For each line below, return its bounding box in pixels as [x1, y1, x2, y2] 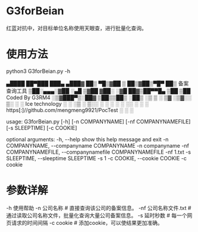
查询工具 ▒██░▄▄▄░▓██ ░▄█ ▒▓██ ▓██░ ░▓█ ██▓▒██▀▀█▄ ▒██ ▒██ [6, 87, 191, 94]
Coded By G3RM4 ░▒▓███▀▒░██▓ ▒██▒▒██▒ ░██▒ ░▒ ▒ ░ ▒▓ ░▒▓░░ [6, 94, 192, 101]
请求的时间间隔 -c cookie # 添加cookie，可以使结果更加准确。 [11, 219, 164, 226]
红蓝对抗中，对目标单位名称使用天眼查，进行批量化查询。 [6, 24, 147, 31]
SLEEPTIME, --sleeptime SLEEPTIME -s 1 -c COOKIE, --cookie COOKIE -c [6, 154, 187, 161]
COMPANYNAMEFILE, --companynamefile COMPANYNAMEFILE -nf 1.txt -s [6, 148, 191, 155]
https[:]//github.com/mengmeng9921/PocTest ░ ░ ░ [6, 106, 134, 113]
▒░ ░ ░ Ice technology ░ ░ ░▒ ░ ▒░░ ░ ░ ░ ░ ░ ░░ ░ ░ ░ [6, 100, 149, 107]
